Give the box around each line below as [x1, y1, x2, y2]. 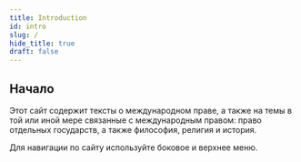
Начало [9, 81, 55, 96]
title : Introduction [9, 13, 88, 23]
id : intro [9, 22, 47, 31]
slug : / [9, 30, 39, 39]
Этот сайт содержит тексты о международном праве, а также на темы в [9, 105, 293, 116]
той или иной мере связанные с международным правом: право [9, 115, 262, 126]
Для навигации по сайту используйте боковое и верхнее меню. [9, 142, 258, 153]
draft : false [9, 47, 59, 56]
